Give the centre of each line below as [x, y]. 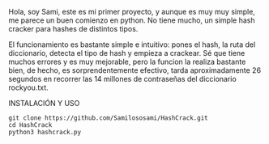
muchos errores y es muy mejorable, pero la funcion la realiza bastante [127, 61]
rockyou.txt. [28, 87]
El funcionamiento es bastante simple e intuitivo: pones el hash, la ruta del [132, 44]
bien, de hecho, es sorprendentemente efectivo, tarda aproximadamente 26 [135, 70]
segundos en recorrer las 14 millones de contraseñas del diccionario [122, 79]
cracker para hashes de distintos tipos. [73, 29]
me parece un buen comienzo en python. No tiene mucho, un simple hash [132, 20]
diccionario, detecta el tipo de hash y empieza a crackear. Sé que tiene [127, 53]
